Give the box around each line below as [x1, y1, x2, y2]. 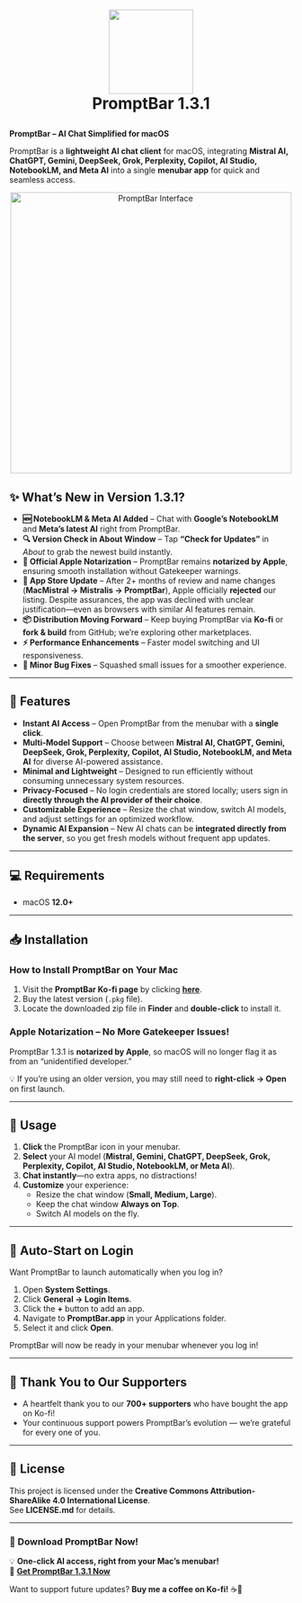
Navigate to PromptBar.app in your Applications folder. [22, 1313, 226, 1324]
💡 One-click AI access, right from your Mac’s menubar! [9, 1556, 219, 1567]
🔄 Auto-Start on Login [9, 1242, 134, 1258]
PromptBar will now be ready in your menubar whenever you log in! [9, 1340, 259, 1351]
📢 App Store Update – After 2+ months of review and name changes [22, 576, 276, 586]
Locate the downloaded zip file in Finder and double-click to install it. [22, 1003, 281, 1014]
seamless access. [9, 175, 75, 185]
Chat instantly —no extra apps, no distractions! [22, 1170, 198, 1181]
